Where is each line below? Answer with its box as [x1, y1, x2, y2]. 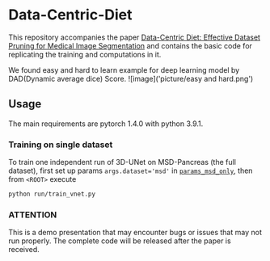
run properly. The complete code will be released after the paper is [8, 236, 232, 246]
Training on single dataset [8, 139, 113, 150]
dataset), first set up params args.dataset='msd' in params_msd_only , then [8, 166, 253, 175]
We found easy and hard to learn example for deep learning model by [8, 65, 240, 74]
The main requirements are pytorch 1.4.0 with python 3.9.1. [8, 119, 204, 128]
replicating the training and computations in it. [8, 49, 162, 59]
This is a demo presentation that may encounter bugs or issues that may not [8, 228, 263, 238]
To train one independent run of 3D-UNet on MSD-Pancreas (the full [8, 158, 237, 167]
